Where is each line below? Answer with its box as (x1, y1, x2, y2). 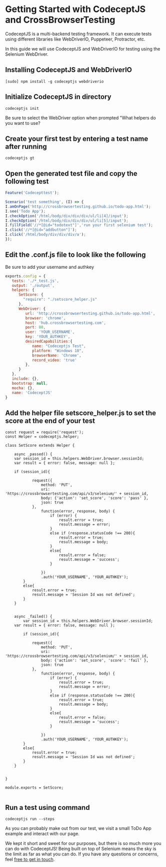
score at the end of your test (5, 416, 95, 425)
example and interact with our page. (5, 831, 80, 836)
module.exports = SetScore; (5, 785, 64, 790)
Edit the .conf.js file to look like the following (5, 251, 146, 259)
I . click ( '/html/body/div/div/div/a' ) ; (5, 232, 86, 237)
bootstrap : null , (11, 381, 48, 386)
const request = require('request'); (5, 430, 84, 435)
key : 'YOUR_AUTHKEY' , (25, 334, 70, 339)
